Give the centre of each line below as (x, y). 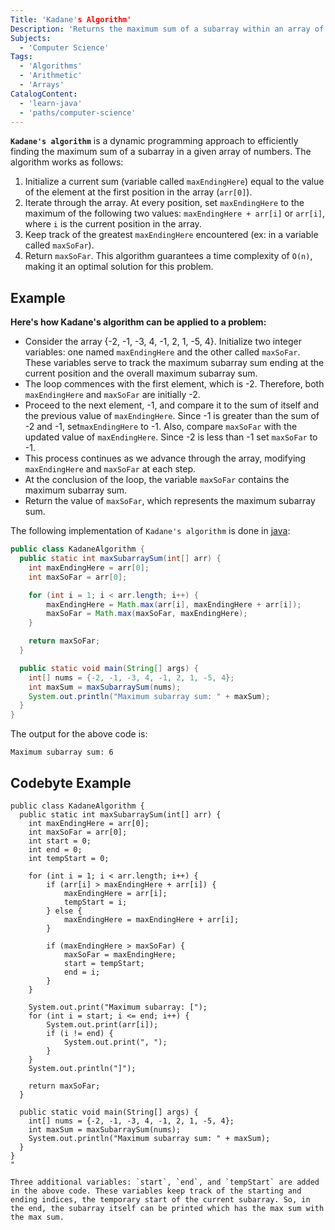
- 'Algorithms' (51, 66)
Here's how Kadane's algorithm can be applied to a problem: (138, 322)
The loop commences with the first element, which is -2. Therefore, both (174, 384)
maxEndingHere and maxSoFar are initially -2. (112, 395)
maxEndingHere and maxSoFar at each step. (110, 469)
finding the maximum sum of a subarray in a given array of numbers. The (161, 152)
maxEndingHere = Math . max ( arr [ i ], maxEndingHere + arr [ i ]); (174, 604)
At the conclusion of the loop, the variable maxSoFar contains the (157, 480)
